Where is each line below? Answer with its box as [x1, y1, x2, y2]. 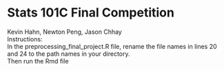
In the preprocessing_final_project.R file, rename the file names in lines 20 [7, 42, 217, 50]
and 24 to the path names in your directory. [7, 50, 130, 58]
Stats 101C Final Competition [7, 5, 174, 21]
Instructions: [7, 34, 43, 43]
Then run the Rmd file [7, 57, 69, 65]
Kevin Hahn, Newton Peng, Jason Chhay [7, 28, 122, 36]
